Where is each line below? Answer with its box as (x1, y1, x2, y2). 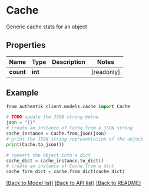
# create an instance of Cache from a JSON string (6, 125, 133, 131)
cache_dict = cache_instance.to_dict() (6, 158, 104, 164)
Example (6, 88, 39, 98)
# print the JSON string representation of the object (6, 136, 144, 142)
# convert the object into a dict (6, 152, 91, 158)
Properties (6, 40, 46, 50)
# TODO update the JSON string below (6, 114, 99, 120)
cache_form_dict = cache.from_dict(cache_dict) (6, 169, 125, 175)
